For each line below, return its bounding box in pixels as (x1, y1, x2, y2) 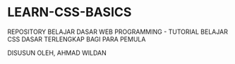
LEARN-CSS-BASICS (7, 4, 132, 20)
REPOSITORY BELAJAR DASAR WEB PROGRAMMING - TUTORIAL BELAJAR (7, 27, 228, 36)
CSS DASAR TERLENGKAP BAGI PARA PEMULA (7, 34, 146, 43)
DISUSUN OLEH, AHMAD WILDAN (7, 49, 107, 57)
